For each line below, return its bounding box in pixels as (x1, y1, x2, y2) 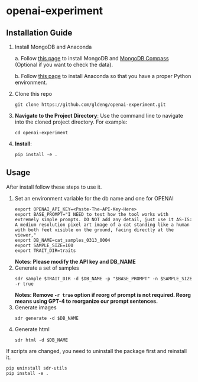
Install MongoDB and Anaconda (14, 43, 92, 50)
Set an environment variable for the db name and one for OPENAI (14, 195, 174, 202)
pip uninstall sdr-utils (6, 365, 67, 371)
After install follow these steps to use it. (6, 183, 102, 190)
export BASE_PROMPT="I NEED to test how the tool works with (14, 211, 169, 217)
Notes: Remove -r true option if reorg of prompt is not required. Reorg (14, 291, 191, 298)
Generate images (14, 303, 57, 311)
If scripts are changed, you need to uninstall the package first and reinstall (6, 347, 187, 354)
